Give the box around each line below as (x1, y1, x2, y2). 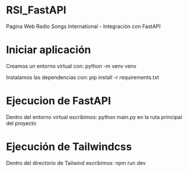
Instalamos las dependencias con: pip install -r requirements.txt (6, 73, 160, 80)
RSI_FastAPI (6, 3, 67, 17)
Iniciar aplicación (6, 43, 91, 57)
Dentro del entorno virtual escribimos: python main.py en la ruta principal (6, 113, 182, 120)
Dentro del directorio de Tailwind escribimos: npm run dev (6, 159, 146, 166)
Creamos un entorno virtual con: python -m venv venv (6, 62, 137, 69)
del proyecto (6, 120, 37, 127)
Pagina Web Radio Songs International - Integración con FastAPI (6, 23, 161, 30)
